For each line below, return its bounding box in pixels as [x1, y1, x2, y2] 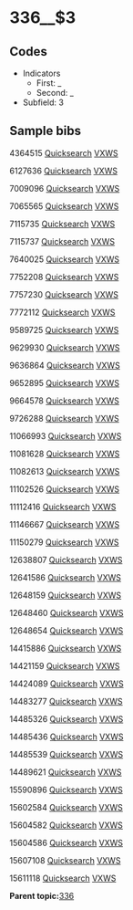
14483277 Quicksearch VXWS [9, 696, 123, 706]
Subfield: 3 [22, 97, 64, 108]
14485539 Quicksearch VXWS [9, 748, 124, 759]
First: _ [36, 78, 62, 89]
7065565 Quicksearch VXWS [9, 200, 119, 212]
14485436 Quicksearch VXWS [9, 731, 124, 742]
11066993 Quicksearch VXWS [9, 430, 122, 441]
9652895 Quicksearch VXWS [9, 377, 120, 388]
